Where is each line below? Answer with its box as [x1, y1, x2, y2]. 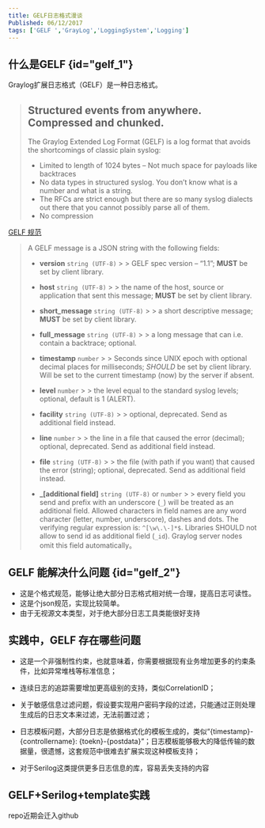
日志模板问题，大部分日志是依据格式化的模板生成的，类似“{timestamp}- [19, 726, 254, 736]
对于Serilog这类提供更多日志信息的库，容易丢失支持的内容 [19, 763, 210, 773]
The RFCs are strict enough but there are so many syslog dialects [39, 195, 253, 203]
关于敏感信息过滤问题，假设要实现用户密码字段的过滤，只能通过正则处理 [19, 700, 256, 709]
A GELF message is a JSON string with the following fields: [27, 243, 220, 253]
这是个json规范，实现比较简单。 [19, 598, 124, 608]
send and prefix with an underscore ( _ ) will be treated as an [39, 498, 234, 507]
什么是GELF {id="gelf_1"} [8, 57, 134, 71]
